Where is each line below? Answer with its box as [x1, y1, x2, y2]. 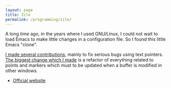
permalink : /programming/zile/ [5, 17, 72, 22]
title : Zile [5, 12, 31, 17]
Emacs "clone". [5, 42, 37, 48]
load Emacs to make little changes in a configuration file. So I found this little [5, 36, 166, 42]
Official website [12, 77, 46, 84]
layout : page [5, 7, 33, 13]
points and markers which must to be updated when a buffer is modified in [5, 62, 162, 69]
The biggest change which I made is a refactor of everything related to [5, 57, 154, 63]
